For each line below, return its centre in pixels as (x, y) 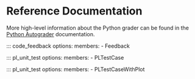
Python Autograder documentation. (51, 34)
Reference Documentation (74, 11)
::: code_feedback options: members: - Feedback (68, 46)
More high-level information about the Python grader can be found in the (97, 28)
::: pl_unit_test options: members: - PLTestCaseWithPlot (76, 69)
